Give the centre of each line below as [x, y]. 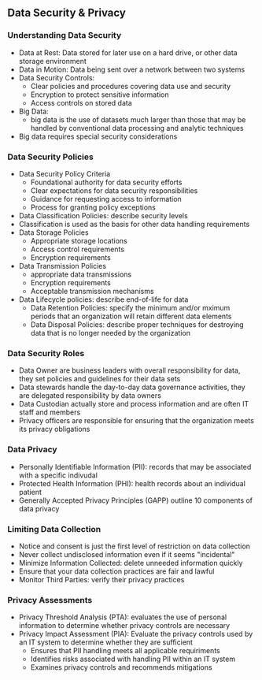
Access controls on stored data [81, 102]
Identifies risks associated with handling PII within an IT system [133, 659]
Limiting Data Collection [54, 529]
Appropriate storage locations [79, 240]
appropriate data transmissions [81, 274]
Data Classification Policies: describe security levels [103, 215]
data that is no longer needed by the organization [110, 333]
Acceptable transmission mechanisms [92, 291]
